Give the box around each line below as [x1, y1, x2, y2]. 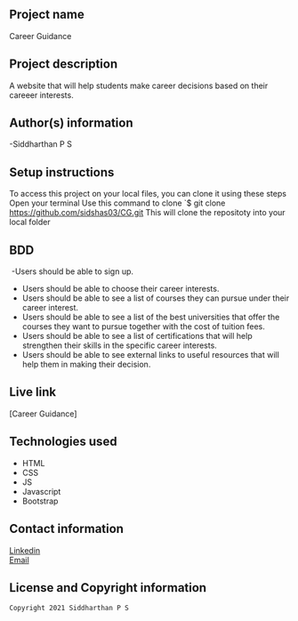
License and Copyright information [9, 580, 207, 595]
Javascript [21, 486, 61, 496]
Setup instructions [9, 165, 115, 180]
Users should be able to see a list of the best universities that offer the [21, 311, 280, 323]
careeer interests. [9, 89, 74, 101]
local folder [9, 217, 51, 228]
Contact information [9, 521, 125, 536]
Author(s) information [9, 116, 133, 131]
